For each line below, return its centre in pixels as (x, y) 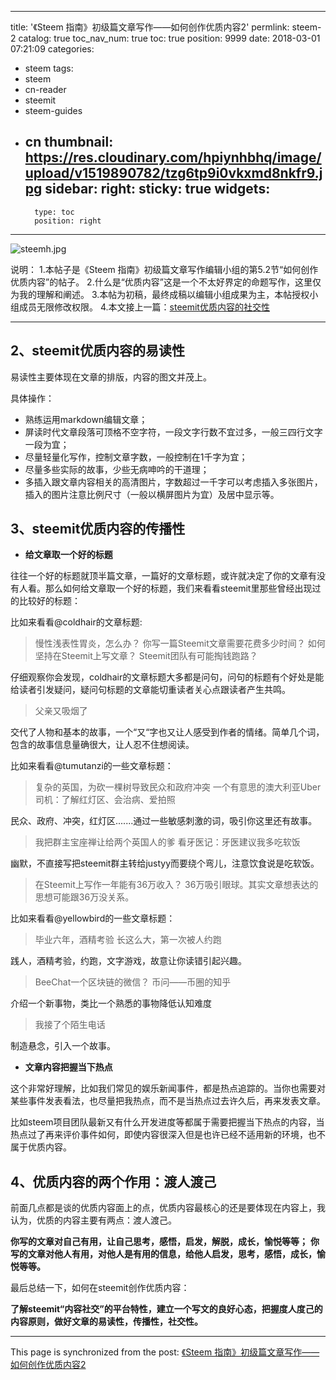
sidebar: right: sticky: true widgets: (157, 189)
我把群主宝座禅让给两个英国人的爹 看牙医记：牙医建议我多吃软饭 (167, 842)
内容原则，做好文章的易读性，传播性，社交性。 (106, 1322)
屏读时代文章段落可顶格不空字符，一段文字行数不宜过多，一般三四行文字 (173, 432)
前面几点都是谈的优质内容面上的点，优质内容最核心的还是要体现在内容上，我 (168, 1208)
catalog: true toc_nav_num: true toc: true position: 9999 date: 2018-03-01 (169, 38)
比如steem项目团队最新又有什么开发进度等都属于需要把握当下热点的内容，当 (167, 1122)
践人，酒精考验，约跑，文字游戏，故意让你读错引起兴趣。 (128, 961)
